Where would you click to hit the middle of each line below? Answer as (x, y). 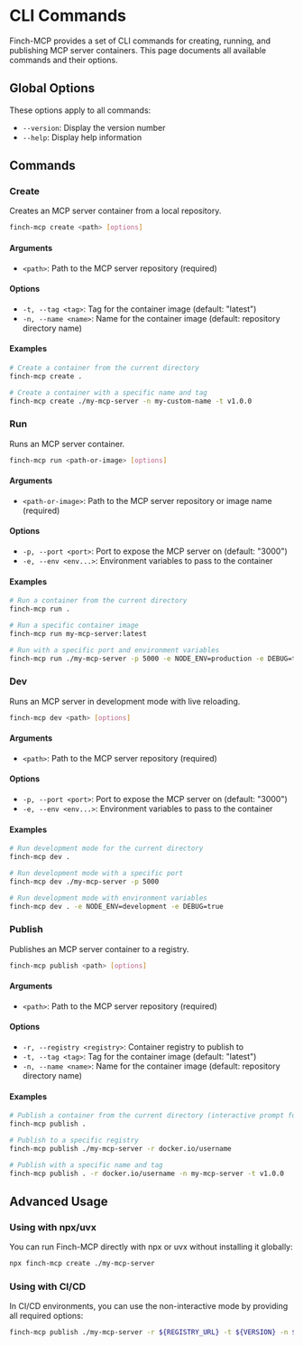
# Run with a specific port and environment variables (115, 650)
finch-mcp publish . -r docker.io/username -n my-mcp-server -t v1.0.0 (147, 1173)
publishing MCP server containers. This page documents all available (138, 50)
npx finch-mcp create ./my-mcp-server (82, 1264)
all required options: (46, 1316)
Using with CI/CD (48, 1286)
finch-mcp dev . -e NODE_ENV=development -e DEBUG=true (116, 906)
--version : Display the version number (94, 127)
